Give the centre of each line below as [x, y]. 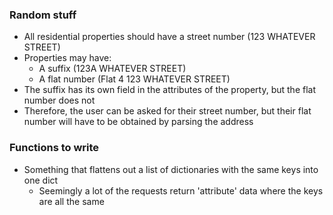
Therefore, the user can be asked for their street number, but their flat [167, 111]
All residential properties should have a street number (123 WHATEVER [169, 37]
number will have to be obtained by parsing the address [138, 122]
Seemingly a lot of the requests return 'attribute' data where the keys [181, 190]
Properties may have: [67, 58]
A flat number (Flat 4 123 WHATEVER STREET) [134, 79]
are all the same [71, 201]
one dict [41, 180]
